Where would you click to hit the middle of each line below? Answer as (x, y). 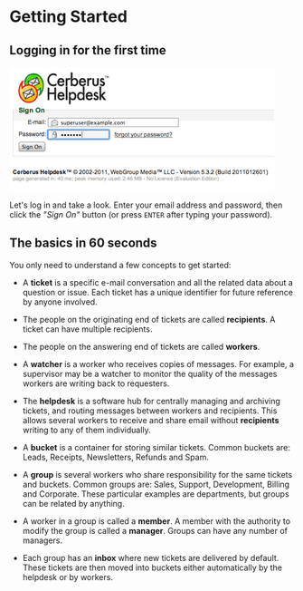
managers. (43, 540)
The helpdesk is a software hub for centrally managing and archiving (151, 401)
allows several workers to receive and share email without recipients (151, 420)
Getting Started (69, 17)
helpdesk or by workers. (67, 576)
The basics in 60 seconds (83, 243)
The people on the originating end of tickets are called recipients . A (149, 319)
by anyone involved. (60, 302)
